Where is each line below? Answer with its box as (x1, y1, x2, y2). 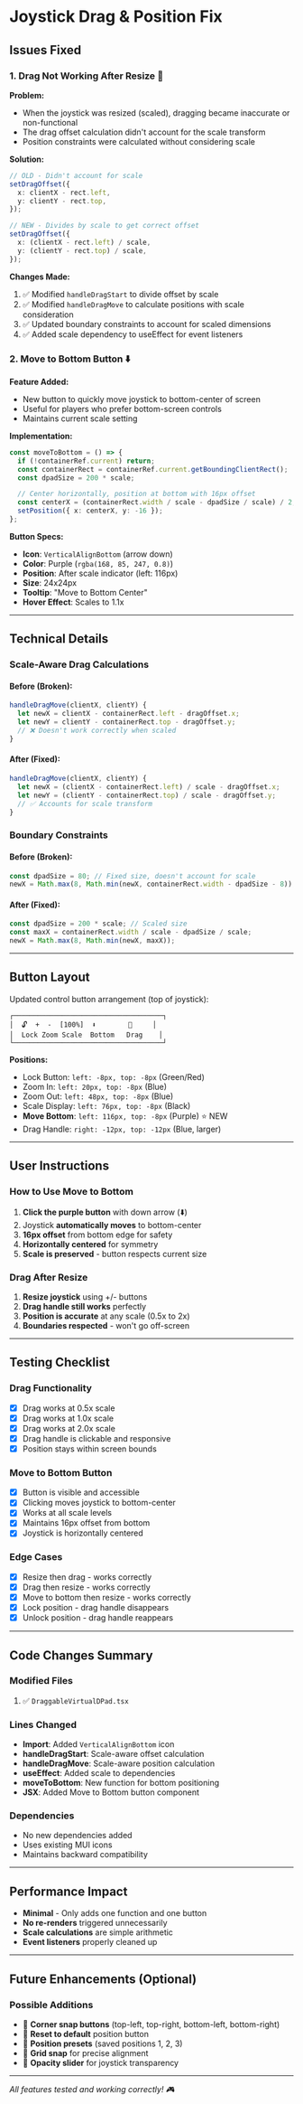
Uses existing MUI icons (22, 1839, 113, 1850)
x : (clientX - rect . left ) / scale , (17, 238, 151, 247)
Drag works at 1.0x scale (22, 1413, 115, 1423)
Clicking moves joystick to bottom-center (22, 1498, 176, 1508)
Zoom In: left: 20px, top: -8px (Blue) (22, 1081, 168, 1092)
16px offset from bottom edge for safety (22, 1229, 173, 1240)
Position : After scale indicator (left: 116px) (22, 568, 179, 578)
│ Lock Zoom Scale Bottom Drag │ (9, 1030, 164, 1039)
